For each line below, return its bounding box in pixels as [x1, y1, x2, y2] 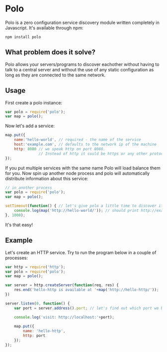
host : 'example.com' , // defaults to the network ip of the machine [14, 142, 157, 147]
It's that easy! [5, 222, 33, 228]
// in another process [5, 185, 52, 190]
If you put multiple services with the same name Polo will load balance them [5, 165, 161, 171]
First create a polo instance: [5, 99, 63, 105]
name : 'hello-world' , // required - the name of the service [14, 137, 141, 142]
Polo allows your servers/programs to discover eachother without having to [5, 61, 160, 67]
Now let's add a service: [5, 123, 55, 129]
